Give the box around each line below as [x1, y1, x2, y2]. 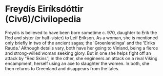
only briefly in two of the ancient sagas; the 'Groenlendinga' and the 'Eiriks [5, 40, 155, 46]
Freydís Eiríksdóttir [5, 3, 84, 15]
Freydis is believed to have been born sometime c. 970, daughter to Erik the [5, 30, 157, 35]
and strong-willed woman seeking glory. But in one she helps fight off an [5, 50, 151, 56]
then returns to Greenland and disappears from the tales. [5, 65, 120, 71]
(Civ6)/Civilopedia [5, 14, 81, 25]
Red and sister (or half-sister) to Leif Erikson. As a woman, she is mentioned [5, 35, 158, 41]
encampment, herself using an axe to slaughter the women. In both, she [5, 61, 150, 66]
